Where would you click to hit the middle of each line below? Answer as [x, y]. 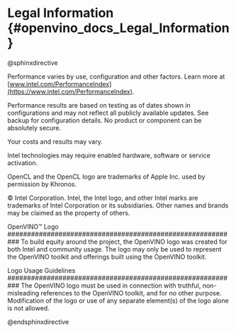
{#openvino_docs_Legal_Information [119, 28]
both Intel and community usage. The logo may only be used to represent [114, 249]
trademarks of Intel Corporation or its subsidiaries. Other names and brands [118, 205]
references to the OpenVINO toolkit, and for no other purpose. [131, 293]
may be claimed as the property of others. [69, 213]
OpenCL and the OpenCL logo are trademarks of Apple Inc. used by [106, 176]
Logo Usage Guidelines [41, 270]
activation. [23, 163]
